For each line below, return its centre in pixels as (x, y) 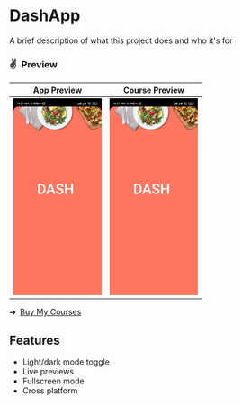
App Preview (58, 90)
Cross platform (50, 391)
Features (35, 340)
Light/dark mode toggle (66, 362)
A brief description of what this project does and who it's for (121, 40)
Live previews (48, 372)
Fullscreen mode (54, 381)
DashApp (45, 16)
